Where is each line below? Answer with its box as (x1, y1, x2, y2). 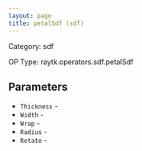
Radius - (19, 127, 48, 137)
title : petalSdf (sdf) (8, 19, 84, 27)
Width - (19, 110, 44, 120)
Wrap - (19, 118, 40, 129)
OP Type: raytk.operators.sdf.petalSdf (8, 57, 134, 67)
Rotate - (19, 136, 48, 145)
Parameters (8, 80, 68, 93)
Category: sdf (8, 41, 55, 51)
